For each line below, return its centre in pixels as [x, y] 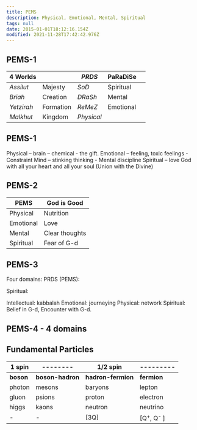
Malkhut [21, 117]
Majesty [54, 87]
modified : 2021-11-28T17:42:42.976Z [53, 35]
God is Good [65, 202]
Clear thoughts [65, 233]
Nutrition [56, 213]
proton [95, 397]
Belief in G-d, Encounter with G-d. [49, 310]
